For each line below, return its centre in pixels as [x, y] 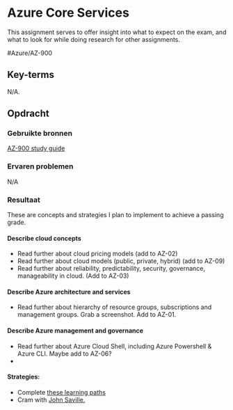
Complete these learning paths [62, 392]
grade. [17, 222]
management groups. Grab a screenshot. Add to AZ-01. [97, 315]
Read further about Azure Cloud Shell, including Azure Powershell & [114, 346]
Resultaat [24, 200]
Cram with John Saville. [51, 400]
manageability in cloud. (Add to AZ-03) [73, 276]
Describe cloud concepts [44, 238]
